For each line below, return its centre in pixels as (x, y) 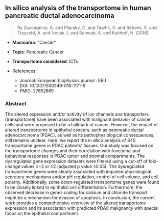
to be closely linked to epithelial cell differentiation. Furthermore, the (74, 187)
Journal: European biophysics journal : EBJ (63, 80)
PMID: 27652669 (36, 91)
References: (24, 71)
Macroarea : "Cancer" (34, 42)
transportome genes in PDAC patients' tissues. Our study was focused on (79, 146)
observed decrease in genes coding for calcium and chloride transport (76, 193)
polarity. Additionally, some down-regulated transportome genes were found (82, 182)
